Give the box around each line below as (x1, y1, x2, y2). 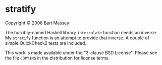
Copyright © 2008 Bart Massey (5, 20, 69, 26)
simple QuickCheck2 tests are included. (5, 40, 87, 46)
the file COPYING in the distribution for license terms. (5, 55, 110, 61)
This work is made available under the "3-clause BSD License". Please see (5, 50, 158, 56)
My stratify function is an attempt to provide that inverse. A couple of (5, 35, 150, 41)
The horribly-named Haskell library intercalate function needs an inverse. (5, 29, 158, 35)
